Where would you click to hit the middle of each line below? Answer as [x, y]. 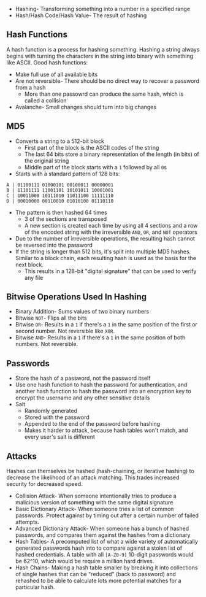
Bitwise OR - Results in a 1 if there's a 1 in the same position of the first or [106, 325]
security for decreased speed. [44, 484]
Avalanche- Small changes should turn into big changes [86, 107]
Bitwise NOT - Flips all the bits [51, 318]
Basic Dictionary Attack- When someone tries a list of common [94, 509]
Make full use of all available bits [56, 74]
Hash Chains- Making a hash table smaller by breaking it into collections [106, 568]
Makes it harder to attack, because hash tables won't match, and [106, 430]
